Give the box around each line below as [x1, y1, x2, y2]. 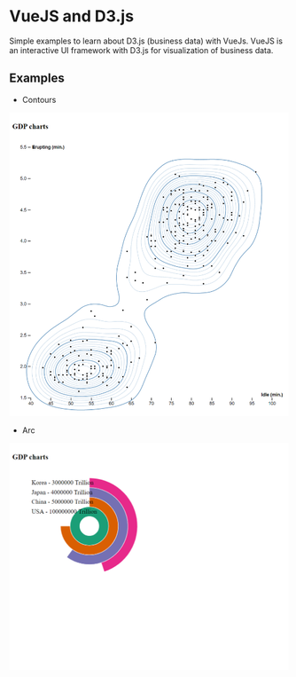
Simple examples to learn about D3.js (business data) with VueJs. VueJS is [9, 35, 284, 46]
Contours [21, 94, 57, 105]
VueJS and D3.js [9, 6, 135, 27]
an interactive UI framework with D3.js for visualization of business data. [9, 44, 274, 55]
